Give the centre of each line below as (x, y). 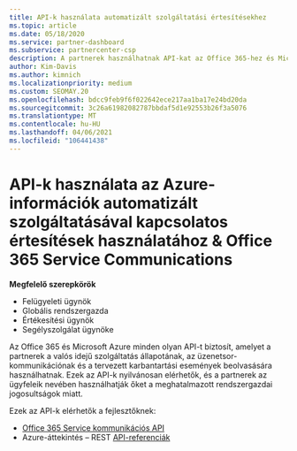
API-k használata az (84, 184)
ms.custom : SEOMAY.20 (49, 91)
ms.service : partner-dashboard (67, 42)
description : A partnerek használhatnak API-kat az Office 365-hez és (142, 58)
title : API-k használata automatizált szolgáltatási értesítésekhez (138, 17)
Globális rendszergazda (65, 310)
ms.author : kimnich (45, 75)
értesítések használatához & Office (141, 241)
